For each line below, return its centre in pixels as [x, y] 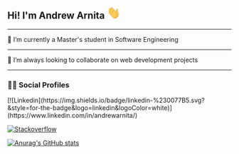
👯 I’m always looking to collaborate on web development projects [103, 60]
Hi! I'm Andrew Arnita [56, 16]
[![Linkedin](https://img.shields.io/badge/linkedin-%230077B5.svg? [106, 100]
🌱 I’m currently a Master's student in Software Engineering [93, 39]
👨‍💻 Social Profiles [38, 84]
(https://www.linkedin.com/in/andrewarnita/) [73, 116]
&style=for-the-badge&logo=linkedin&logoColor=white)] [90, 108]
